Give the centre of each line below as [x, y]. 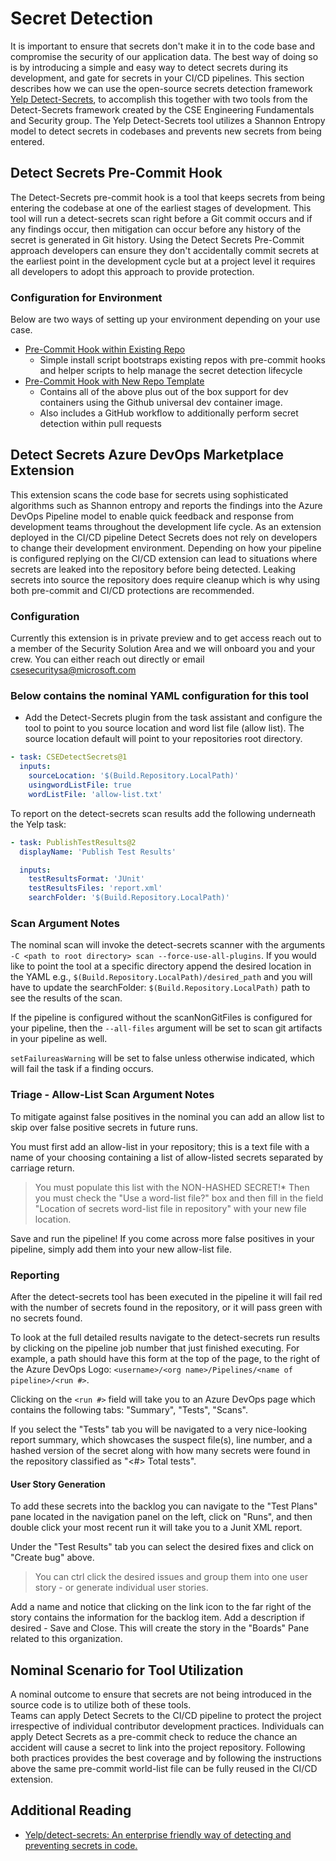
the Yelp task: [38, 824]
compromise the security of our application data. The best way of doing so [164, 56]
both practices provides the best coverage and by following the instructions [166, 1758]
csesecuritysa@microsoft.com [73, 670]
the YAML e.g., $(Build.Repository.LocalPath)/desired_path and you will [161, 977]
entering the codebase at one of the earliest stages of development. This [161, 208]
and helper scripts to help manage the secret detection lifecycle [171, 371]
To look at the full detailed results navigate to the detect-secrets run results [165, 1337]
